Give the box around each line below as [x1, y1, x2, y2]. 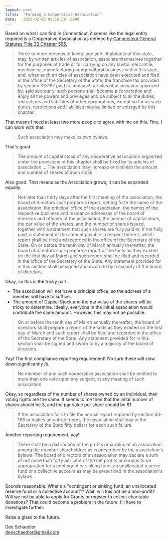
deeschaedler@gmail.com [5, 529, 59, 535]
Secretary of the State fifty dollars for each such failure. [17, 422, 133, 428]
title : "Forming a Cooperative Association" [5, 12, 102, 17]
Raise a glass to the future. [5, 514, 61, 520]
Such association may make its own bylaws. [17, 134, 109, 140]
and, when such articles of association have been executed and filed [17, 72, 159, 78]
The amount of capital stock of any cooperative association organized [17, 153, 162, 159]
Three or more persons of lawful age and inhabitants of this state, [17, 51, 153, 57]
